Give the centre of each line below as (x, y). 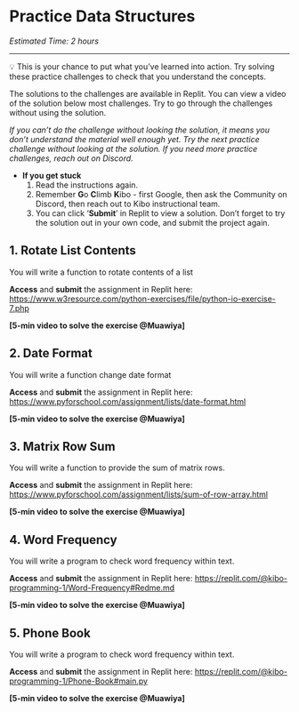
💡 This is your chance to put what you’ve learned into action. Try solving (142, 66)
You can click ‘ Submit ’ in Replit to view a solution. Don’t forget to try (160, 213)
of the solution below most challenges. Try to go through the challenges (141, 103)
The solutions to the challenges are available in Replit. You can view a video (148, 93)
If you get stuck (52, 175)
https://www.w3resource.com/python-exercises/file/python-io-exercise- (142, 299)
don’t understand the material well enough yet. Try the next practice (134, 139)
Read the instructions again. (87, 185)
